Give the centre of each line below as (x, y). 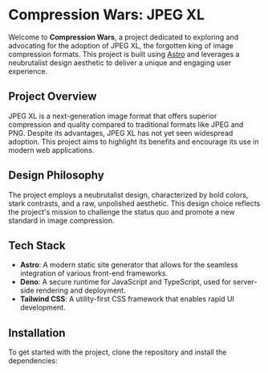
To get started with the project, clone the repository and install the (118, 352)
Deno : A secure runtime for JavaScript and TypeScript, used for (125, 282)
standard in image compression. (61, 220)
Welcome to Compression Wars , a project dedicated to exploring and (124, 37)
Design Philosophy (56, 176)
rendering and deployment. (81, 290)
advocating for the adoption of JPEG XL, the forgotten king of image (121, 45)
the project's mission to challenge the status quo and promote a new (122, 211)
